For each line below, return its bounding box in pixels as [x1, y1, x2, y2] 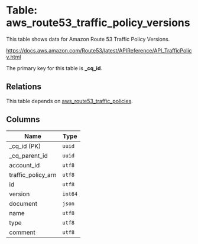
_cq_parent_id [9, 151, 48, 160]
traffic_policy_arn [9, 170, 57, 179]
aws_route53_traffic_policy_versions [6, 16, 190, 29]
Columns [6, 114, 40, 124]
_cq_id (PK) [9, 142, 41, 150]
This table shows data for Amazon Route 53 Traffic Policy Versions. [6, 35, 170, 42]
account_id [9, 161, 40, 169]
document [9, 199, 38, 207]
